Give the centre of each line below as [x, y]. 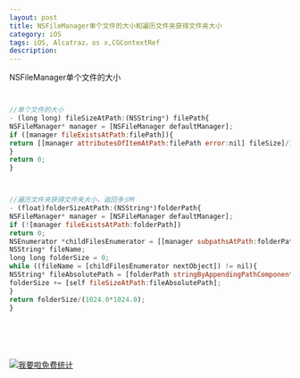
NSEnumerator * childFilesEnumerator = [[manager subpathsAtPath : [133, 241]
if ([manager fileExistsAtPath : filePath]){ [92, 135]
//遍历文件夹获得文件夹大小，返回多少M [72, 200]
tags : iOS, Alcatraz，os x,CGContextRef [85, 42]
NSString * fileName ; [48, 250]
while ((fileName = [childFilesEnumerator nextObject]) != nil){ [133, 266]
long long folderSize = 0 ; [59, 258]
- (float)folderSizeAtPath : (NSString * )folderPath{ [105, 208]
